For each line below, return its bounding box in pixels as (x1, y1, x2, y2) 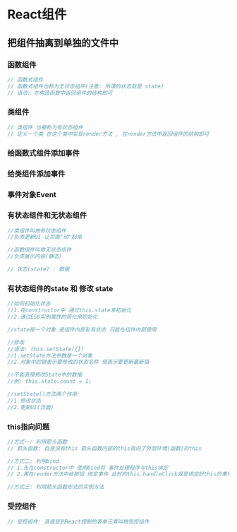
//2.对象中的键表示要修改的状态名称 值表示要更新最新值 (7, 358, 150, 366)
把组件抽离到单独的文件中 (7, 37, 119, 49)
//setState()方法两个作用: (7, 391, 80, 398)
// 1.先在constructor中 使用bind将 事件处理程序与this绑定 (7, 464, 169, 471)
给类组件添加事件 (7, 169, 66, 179)
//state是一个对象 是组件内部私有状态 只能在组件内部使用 (7, 326, 157, 333)
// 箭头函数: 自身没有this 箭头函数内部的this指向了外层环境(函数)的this (7, 444, 202, 452)
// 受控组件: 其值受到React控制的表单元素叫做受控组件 (7, 518, 150, 525)
